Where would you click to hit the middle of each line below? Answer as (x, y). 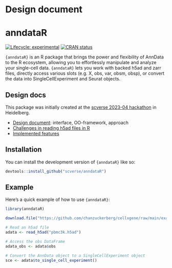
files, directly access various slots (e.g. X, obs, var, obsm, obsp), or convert (85, 73)
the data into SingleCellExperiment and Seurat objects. (63, 79)
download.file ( (21, 218)
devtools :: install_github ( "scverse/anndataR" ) (56, 171)
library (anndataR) (25, 209)
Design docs (26, 95)
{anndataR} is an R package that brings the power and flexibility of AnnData (84, 57)
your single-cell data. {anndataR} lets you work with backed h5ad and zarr (83, 68)
